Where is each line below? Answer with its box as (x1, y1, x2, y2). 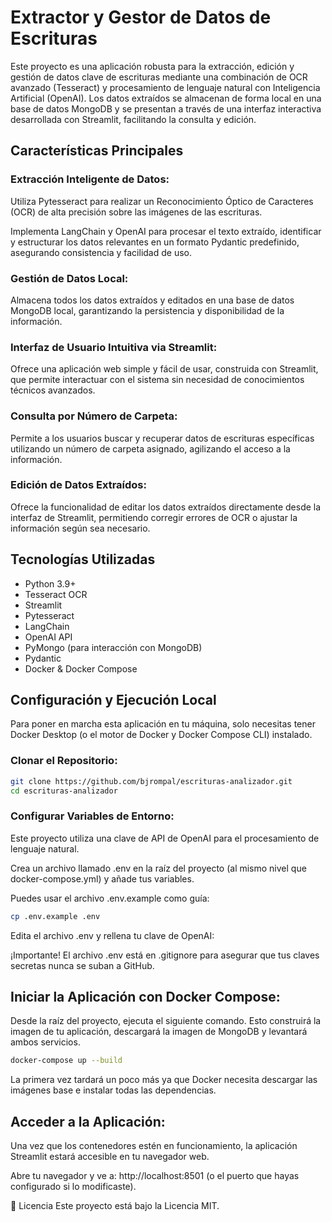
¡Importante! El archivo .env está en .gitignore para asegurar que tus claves (10, 949, 320, 961)
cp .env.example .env (10, 911, 101, 921)
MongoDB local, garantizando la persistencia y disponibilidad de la (10, 304, 285, 316)
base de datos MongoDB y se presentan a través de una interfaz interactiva (10, 102, 322, 115)
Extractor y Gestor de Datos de (10, 6, 272, 29)
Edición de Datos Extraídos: (10, 478, 147, 492)
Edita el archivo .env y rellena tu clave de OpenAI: (10, 929, 215, 941)
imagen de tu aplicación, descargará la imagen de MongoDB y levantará (10, 1026, 308, 1038)
